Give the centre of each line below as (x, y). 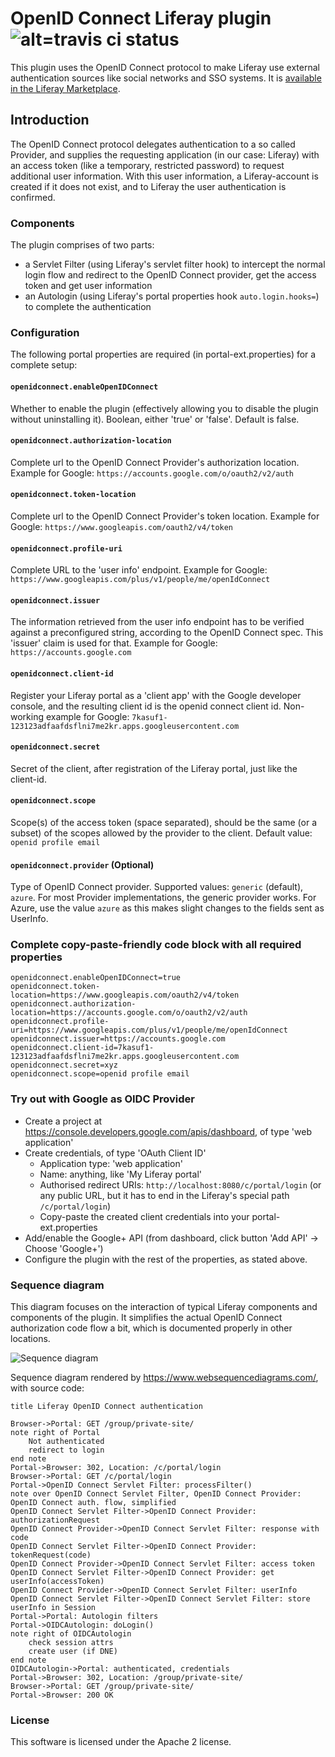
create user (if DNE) (73, 1652)
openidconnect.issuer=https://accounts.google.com (118, 1039)
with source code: (47, 1388)
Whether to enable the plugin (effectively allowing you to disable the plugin (164, 408)
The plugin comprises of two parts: (82, 245)
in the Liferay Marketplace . (65, 88)
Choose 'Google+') (64, 1248)
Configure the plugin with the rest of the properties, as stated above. (166, 1259)
